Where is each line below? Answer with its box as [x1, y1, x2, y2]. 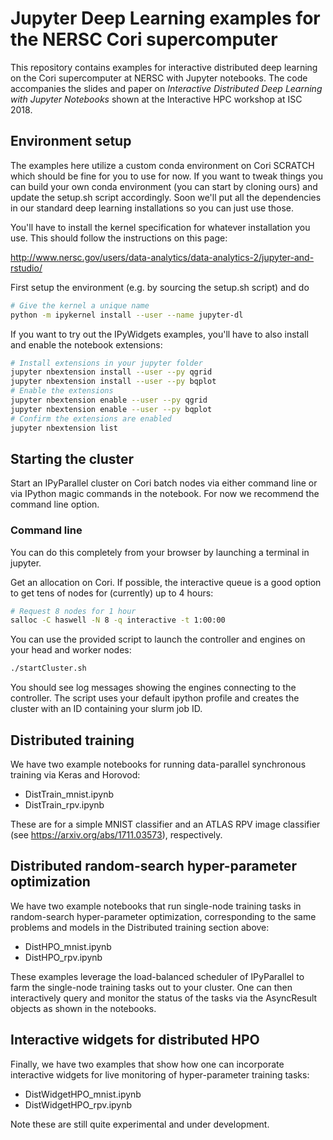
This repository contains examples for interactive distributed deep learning [10, 61, 318, 73]
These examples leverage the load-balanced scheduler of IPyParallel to [10, 970, 305, 982]
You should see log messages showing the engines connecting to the [10, 682, 297, 694]
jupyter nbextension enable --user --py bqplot [10, 404, 213, 414]
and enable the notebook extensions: [10, 338, 163, 351]
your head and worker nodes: [10, 644, 132, 656]
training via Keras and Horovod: [10, 769, 141, 781]
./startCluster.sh [10, 663, 87, 674]
